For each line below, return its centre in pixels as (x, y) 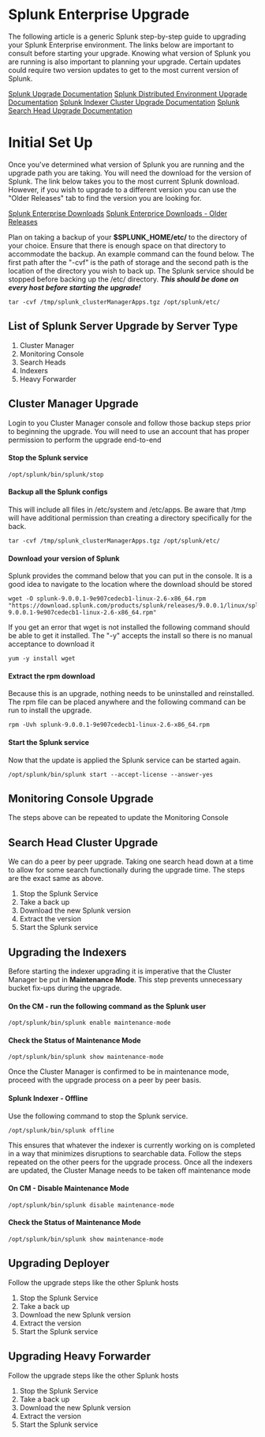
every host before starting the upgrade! (75, 287)
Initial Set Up (50, 143)
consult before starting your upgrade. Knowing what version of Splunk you (129, 53)
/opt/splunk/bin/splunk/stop (56, 475)
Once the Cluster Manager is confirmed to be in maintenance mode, (119, 1072)
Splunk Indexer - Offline (48, 1098)
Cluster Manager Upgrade (73, 404)
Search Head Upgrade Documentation (70, 110)
